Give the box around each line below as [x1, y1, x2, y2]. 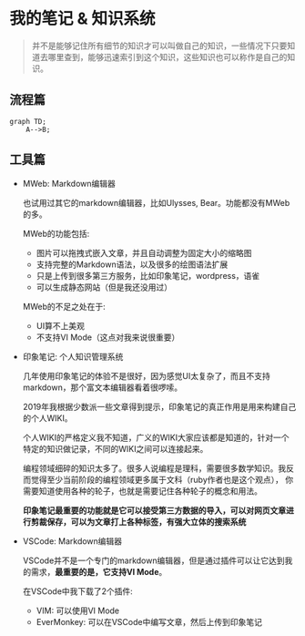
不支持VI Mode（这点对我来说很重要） [36, 332, 180, 343]
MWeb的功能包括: [22, 228, 90, 239]
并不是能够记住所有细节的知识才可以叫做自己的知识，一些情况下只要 [31, 40, 288, 51]
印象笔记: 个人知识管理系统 [22, 351, 124, 362]
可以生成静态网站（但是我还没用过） [36, 282, 173, 292]
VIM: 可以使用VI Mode [36, 605, 120, 616]
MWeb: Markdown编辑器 [22, 178, 117, 189]
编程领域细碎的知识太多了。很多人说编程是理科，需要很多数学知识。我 [22, 462, 287, 474]
